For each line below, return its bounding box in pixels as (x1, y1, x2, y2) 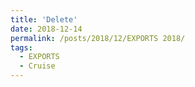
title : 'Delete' (10, 14, 78, 25)
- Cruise (19, 61, 56, 71)
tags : (10, 42, 33, 53)
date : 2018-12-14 (10, 24, 83, 34)
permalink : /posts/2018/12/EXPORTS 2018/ (10, 33, 186, 43)
